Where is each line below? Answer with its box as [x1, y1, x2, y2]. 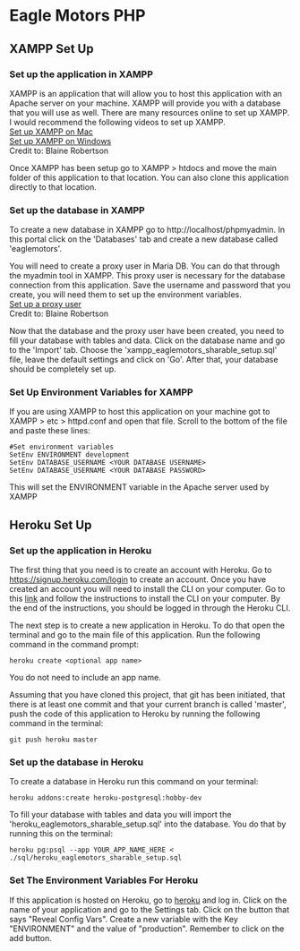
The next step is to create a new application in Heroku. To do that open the [9, 620, 285, 631]
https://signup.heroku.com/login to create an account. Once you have [9, 574, 267, 585]
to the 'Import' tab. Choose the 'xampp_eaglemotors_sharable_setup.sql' [9, 345, 278, 356]
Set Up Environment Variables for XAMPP [9, 386, 194, 398]
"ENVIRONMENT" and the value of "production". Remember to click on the [9, 923, 285, 934]
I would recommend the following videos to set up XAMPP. [9, 116, 226, 127]
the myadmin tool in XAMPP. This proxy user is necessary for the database [9, 270, 286, 281]
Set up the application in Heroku [9, 544, 152, 556]
